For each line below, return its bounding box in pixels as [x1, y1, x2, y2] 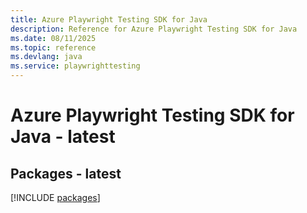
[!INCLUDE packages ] [10, 192, 101, 203]
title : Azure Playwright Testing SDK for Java [10, 14, 208, 25]
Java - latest [10, 126, 116, 148]
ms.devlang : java [10, 52, 83, 62]
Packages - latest [10, 165, 122, 182]
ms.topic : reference [10, 42, 97, 53]
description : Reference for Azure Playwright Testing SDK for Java [10, 24, 298, 34]
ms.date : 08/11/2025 [10, 33, 97, 43]
